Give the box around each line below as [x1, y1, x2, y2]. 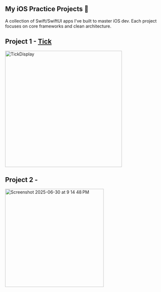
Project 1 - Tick [5, 37, 52, 46]
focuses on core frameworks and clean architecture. [5, 23, 112, 29]
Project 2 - [5, 176, 38, 184]
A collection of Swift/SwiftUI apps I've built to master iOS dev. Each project [5, 18, 157, 24]
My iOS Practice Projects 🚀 [5, 5, 89, 13]
